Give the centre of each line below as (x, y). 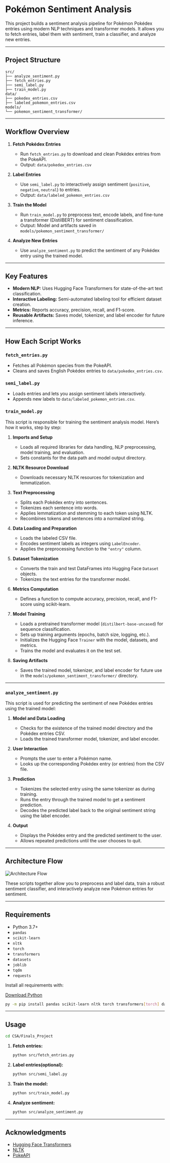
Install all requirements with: (35, 985)
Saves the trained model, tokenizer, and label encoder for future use (91, 670)
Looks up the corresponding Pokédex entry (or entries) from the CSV (92, 764)
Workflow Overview (37, 132)
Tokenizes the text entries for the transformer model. (75, 579)
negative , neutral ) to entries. (50, 189)
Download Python (24, 995)
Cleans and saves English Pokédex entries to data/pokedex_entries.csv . (88, 371)
